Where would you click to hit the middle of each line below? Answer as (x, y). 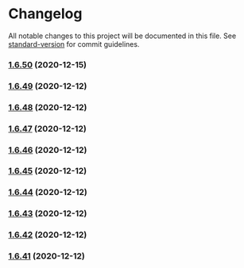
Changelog (45, 14)
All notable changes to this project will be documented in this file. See (122, 36)
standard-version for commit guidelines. (74, 44)
